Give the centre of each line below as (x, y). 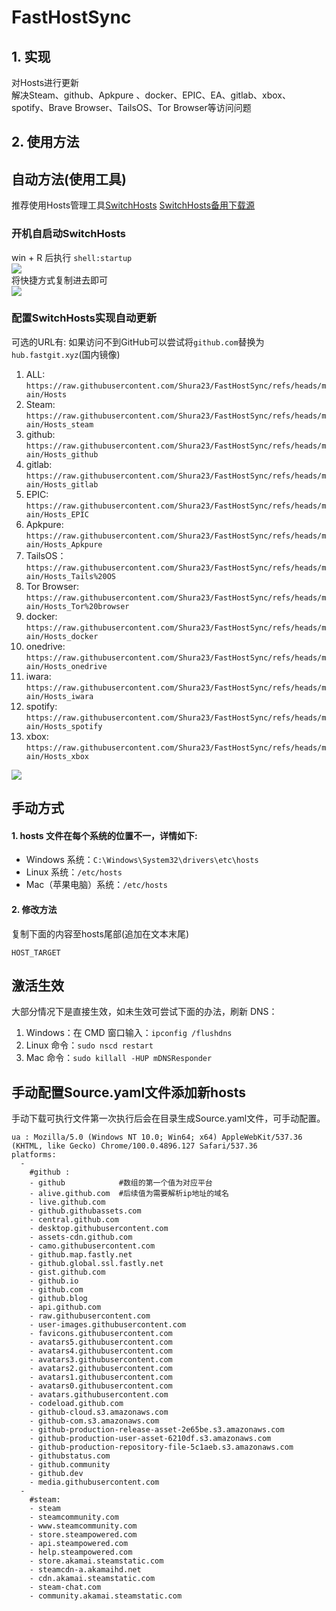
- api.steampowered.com (79, 1544)
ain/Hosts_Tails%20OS (70, 576)
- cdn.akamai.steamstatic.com (92, 1579)
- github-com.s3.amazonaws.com (94, 1421)
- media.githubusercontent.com (94, 1482)
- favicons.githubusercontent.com (101, 1334)
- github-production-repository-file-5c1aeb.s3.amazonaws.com (161, 1447)
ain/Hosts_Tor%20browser (77, 606)
